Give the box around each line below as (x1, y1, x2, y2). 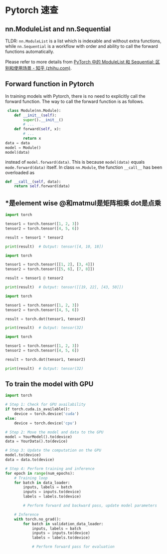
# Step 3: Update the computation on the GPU (5, 448, 101, 453)
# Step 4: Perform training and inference (5, 466, 95, 471)
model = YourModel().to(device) (5, 434, 72, 439)
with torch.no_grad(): (14, 517, 61, 522)
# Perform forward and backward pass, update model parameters (23, 503, 157, 508)
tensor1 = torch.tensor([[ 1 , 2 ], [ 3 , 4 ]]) (5, 262, 95, 267)
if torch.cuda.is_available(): (5, 407, 70, 412)
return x (23, 136, 41, 141)
